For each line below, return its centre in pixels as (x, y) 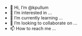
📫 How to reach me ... (33, 28)
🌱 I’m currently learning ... (36, 18)
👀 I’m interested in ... (31, 13)
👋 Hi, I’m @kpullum (29, 8)
